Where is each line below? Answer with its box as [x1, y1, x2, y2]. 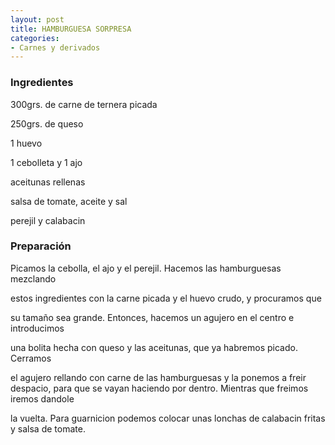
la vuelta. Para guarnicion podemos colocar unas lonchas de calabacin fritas [10, 412, 326, 424]
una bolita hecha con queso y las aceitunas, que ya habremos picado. [10, 341, 298, 353]
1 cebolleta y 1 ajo [10, 156, 83, 168]
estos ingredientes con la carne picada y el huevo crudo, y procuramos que [10, 292, 322, 304]
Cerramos [10, 352, 52, 364]
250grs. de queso [10, 117, 84, 130]
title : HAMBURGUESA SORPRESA [10, 24, 132, 34]
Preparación [10, 239, 72, 253]
